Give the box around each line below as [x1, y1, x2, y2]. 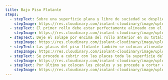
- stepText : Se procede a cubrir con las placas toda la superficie [9, 53, 155, 59]
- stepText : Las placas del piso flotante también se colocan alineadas [9, 44, 164, 49]
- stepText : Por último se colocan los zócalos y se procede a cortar [9, 63, 160, 68]
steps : [5, 12, 19, 17]
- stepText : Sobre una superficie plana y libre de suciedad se [9, 16, 146, 21]
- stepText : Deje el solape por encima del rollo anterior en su [9, 35, 149, 40]
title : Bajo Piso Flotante [5, 7, 61, 12]
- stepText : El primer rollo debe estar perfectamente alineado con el [9, 26, 162, 31]
